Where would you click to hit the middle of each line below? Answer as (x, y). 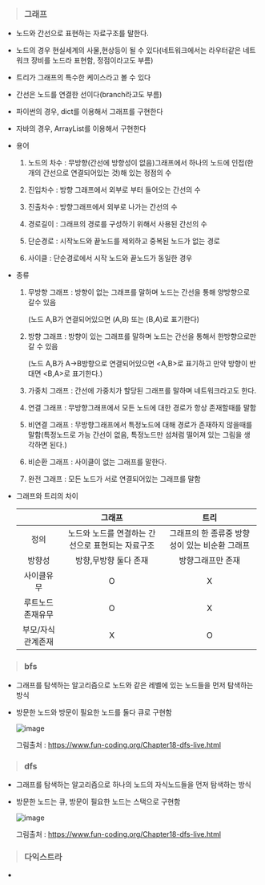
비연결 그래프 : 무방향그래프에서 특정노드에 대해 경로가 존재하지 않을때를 (140, 425)
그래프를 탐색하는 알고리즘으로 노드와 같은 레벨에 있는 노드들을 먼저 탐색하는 (135, 685)
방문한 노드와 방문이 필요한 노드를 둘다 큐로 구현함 (94, 712)
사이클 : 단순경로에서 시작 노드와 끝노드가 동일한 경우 (110, 258)
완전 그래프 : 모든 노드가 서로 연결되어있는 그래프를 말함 (114, 479)
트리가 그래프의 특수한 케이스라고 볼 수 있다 (83, 77)
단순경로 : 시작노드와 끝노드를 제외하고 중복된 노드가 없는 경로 (124, 241)
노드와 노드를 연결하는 (107, 533)
